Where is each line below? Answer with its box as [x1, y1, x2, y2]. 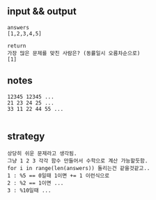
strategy [7, 130, 45, 142]
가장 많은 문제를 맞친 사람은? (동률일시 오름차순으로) [7, 49, 141, 56]
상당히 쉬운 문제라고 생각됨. [7, 150, 77, 157]
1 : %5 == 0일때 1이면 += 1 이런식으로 [7, 172, 110, 180]
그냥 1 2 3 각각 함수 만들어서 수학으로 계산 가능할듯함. [7, 157, 148, 164]
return [7, 42, 26, 49]
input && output [7, 6, 77, 17]
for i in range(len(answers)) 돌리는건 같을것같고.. [7, 165, 150, 172]
